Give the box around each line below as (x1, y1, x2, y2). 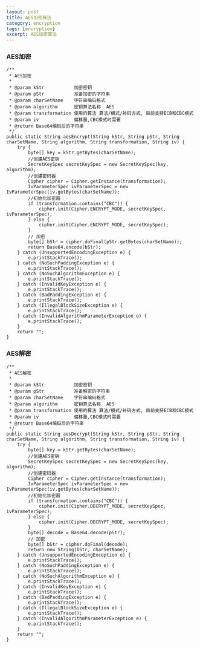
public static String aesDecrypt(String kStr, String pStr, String (6, 431, 180, 437)
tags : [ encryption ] (6, 25, 56, 32)
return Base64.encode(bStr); (28, 244, 102, 250)
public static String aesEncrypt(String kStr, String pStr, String (6, 134, 180, 140)
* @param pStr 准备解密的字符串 (8, 388, 111, 394)
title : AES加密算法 (6, 15, 52, 21)
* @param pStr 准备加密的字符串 (8, 91, 111, 97)
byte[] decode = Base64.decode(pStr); (28, 529, 126, 535)
